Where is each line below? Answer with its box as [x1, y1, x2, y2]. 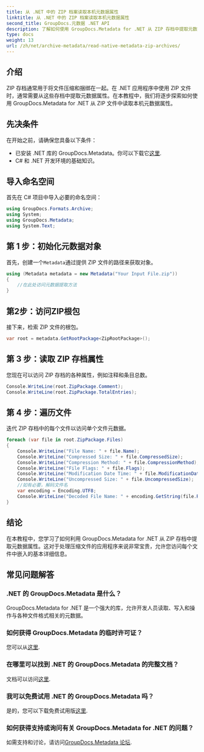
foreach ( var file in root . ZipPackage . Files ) [6, 437, 123, 443]
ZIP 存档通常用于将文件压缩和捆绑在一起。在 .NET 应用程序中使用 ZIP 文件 [6, 84, 191, 91]
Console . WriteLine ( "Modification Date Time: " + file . [17, 471, 159, 477]
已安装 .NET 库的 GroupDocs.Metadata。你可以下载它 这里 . [15, 149, 162, 156]
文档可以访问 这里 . [6, 675, 51, 683]
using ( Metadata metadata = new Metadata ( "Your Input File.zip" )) [6, 270, 178, 277]
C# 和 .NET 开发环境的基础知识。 [15, 156, 98, 164]
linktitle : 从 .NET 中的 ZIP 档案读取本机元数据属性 [6, 15, 129, 21]
